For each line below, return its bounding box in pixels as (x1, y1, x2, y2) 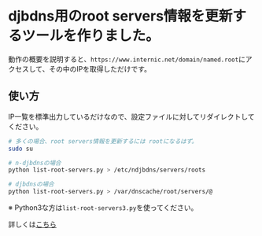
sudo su (8, 145, 34, 153)
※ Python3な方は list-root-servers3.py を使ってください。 (8, 203, 198, 212)
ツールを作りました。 (21, 27, 160, 45)
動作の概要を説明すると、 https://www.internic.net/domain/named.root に (8, 54, 246, 64)
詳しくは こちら (8, 219, 57, 229)
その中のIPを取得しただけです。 (48, 64, 152, 73)
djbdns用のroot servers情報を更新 (8, 7, 233, 25)
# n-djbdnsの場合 (8, 159, 61, 167)
